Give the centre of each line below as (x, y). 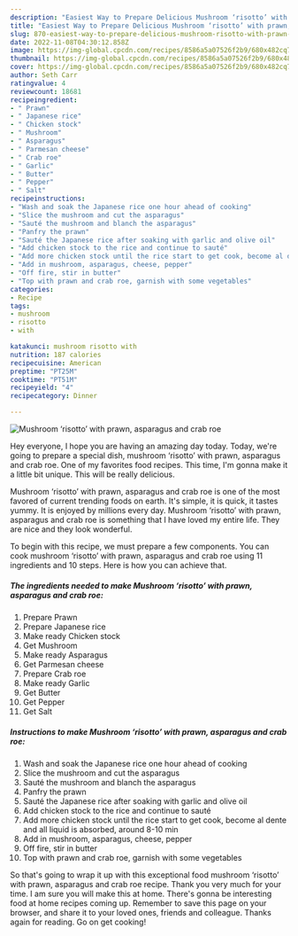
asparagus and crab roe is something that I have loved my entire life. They (145, 520)
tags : (20, 306)
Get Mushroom (50, 645)
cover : (22, 67)
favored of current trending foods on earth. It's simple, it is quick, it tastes (144, 501)
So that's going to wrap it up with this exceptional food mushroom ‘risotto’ (145, 875)
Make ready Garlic (56, 682)
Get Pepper (44, 702)
